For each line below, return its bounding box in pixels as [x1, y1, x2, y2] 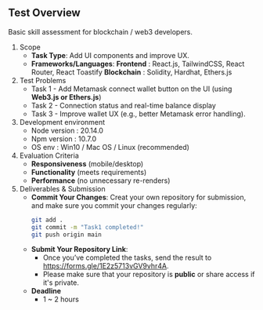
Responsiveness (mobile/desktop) [31, 159, 144, 168]
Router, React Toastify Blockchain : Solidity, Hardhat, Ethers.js [31, 67, 232, 77]
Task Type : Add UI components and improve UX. [31, 50, 190, 60]
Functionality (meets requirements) [31, 167, 147, 177]
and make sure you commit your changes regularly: [31, 200, 197, 210]
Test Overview [8, 6, 81, 20]
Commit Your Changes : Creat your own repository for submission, [31, 192, 247, 202]
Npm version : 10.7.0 [31, 133, 96, 144]
